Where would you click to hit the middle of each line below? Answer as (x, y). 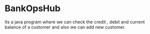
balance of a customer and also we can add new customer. (65, 27)
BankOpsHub (33, 8)
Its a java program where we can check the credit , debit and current (75, 22)
